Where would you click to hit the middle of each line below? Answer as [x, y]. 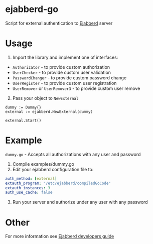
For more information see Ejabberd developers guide [60, 236]
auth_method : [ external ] [31, 178]
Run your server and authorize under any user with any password [80, 202]
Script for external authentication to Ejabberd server [59, 23]
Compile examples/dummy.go [43, 164]
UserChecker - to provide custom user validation [62, 72]
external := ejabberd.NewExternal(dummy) [49, 111]
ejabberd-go [32, 9]
